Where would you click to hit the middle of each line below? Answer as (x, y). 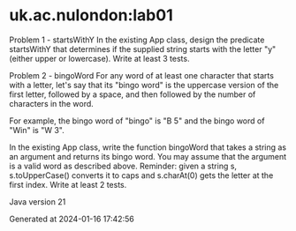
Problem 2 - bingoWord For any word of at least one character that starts (141, 75)
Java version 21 (38, 201)
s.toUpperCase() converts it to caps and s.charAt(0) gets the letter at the (141, 175)
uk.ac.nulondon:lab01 (91, 15)
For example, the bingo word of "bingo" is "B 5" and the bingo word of (137, 121)
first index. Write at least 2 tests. (68, 184)
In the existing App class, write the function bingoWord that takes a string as (148, 147)
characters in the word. (52, 103)
